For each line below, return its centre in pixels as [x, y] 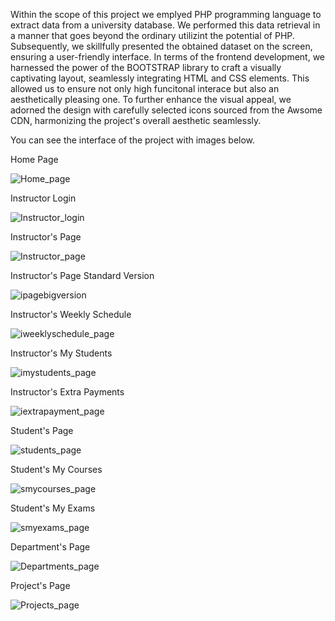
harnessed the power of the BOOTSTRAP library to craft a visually [146, 67]
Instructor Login [43, 198]
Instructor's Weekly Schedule [71, 314]
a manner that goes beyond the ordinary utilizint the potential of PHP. [152, 35]
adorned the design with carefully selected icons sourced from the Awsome [166, 110]
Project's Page [40, 585]
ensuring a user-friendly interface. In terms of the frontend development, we [168, 57]
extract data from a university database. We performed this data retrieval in [165, 25]
